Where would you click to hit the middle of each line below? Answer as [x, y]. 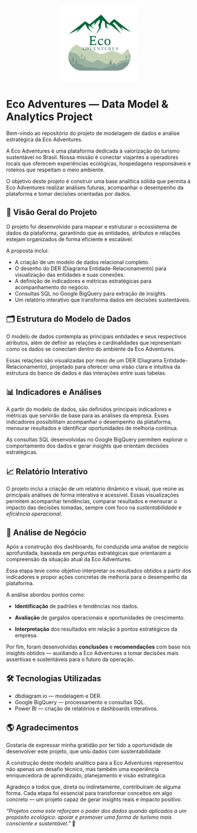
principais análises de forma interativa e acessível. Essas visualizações [93, 495]
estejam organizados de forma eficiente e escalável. [70, 239]
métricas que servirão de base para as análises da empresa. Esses [88, 416]
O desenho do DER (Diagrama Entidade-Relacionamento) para [91, 268]
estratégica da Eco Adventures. [44, 139]
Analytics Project [49, 117]
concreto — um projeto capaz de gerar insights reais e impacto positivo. [94, 799]
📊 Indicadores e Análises [54, 392]
